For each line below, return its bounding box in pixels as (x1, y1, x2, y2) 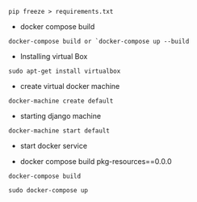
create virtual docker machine (19, 82, 120, 90)
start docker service (19, 141, 87, 150)
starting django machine (19, 112, 102, 120)
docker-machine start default (8, 127, 111, 135)
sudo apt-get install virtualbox (8, 67, 121, 75)
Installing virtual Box (19, 52, 88, 61)
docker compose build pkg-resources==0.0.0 (19, 157, 172, 166)
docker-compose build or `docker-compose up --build (8, 37, 190, 45)
